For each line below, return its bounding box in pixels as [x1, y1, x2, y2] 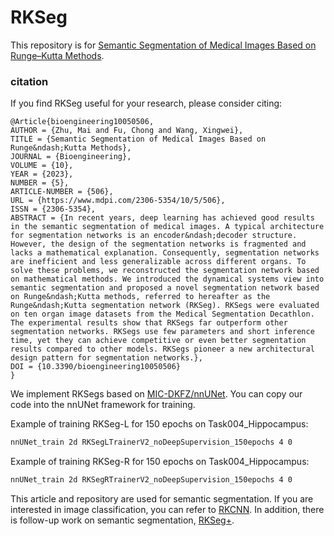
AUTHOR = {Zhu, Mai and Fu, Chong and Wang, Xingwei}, [10, 126, 244, 136]
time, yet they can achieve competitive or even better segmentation [10, 336, 307, 346]
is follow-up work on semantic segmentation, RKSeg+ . [10, 514, 235, 526]
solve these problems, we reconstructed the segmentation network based [10, 266, 320, 276]
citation [10, 74, 49, 88]
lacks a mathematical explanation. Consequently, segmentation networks [10, 248, 320, 258]
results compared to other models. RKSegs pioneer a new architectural [10, 344, 315, 355]
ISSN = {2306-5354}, [10, 204, 97, 215]
